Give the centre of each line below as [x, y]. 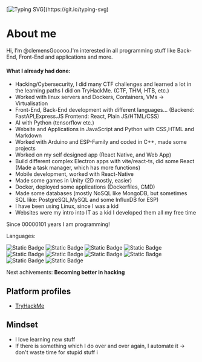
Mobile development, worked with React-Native [74, 174]
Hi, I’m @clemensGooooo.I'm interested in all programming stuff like [91, 50]
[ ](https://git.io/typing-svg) [57, 9]
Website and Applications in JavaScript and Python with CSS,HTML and [105, 129]
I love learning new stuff [45, 339]
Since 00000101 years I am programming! [58, 224]
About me [31, 34]
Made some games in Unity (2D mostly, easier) [73, 181]
